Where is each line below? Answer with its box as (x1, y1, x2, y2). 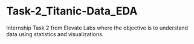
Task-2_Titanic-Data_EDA (6, 4, 138, 18)
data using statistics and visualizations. (6, 30, 104, 37)
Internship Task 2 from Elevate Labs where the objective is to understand (6, 24, 189, 31)
